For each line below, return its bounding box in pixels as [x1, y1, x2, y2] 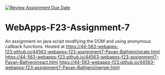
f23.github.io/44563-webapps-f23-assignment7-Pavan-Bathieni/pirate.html [5, 48, 160, 54]
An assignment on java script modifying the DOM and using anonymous [5, 38, 151, 44]
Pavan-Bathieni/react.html [5, 59, 58, 65]
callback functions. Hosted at [5, 43, 65, 49]
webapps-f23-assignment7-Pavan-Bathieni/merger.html [5, 64, 120, 70]
